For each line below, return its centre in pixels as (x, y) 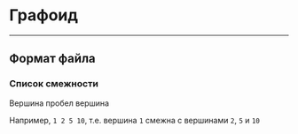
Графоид (43, 15)
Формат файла (52, 59)
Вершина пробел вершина (59, 103)
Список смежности (54, 84)
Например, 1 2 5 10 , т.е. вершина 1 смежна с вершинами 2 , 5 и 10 (134, 120)
